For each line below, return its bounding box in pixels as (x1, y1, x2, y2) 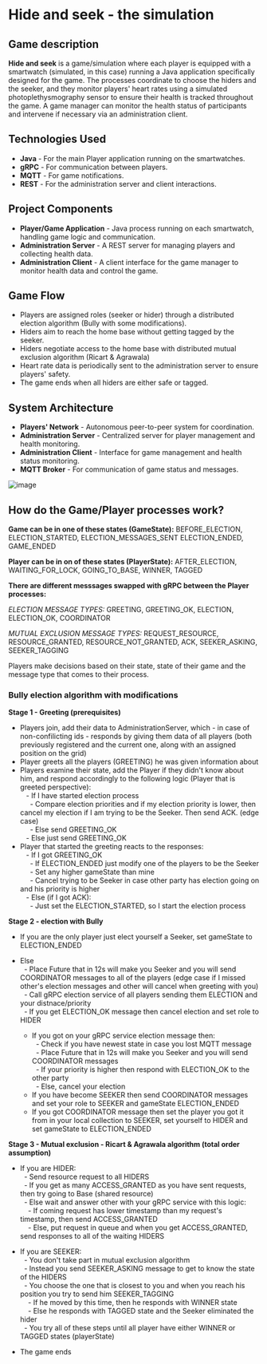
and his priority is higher (19, 884, 100, 894)
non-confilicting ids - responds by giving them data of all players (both (19, 732, 253, 741)
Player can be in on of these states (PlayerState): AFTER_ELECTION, (8, 557, 238, 567)
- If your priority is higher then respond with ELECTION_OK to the (35, 1065, 249, 1074)
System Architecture (8, 401, 114, 414)
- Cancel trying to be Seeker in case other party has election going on (29, 876, 260, 885)
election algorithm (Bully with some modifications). (19, 318, 187, 328)
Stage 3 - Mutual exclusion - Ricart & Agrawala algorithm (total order (8, 1140, 241, 1149)
